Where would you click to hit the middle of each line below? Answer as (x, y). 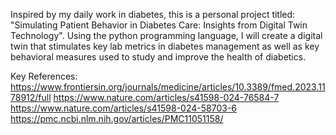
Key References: (44, 76)
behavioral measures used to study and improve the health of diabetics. (158, 57)
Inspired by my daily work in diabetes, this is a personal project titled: (153, 14)
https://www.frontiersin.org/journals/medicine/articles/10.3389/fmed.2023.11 (168, 87)
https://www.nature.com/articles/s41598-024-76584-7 (166, 97)
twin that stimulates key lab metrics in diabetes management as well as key (165, 46)
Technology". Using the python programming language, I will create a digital (166, 35)
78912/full (31, 97)
